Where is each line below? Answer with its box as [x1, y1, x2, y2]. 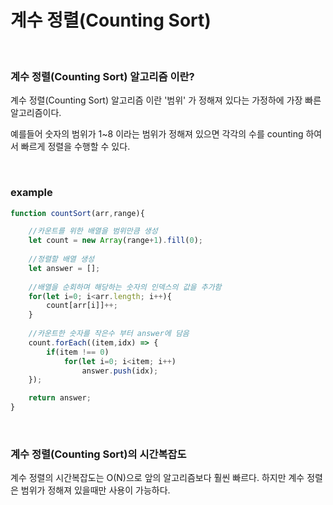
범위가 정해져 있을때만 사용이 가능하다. [20, 484, 171, 496]
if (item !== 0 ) [46, 347, 110, 357]
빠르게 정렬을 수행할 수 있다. [20, 141, 131, 153]
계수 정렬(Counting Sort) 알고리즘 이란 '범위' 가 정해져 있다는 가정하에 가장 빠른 [10, 94, 322, 106]
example [10, 186, 53, 200]
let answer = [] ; [28, 263, 101, 273]
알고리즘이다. [10, 107, 62, 119]
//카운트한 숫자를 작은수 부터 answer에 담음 [28, 329, 190, 339]
